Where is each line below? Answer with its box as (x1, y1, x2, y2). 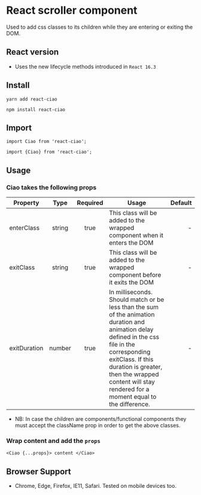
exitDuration (9, 344, 44, 353)
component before (109, 271, 162, 279)
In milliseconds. (109, 288, 153, 297)
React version (6, 47, 59, 57)
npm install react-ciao (6, 106, 66, 112)
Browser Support (6, 466, 72, 476)
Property (13, 198, 39, 207)
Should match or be (109, 295, 165, 304)
